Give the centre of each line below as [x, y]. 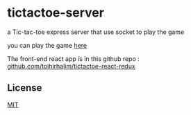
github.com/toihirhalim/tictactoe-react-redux [71, 66]
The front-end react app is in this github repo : [74, 59]
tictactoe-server [56, 13]
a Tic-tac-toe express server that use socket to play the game [96, 32]
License [25, 88]
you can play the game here [47, 45]
